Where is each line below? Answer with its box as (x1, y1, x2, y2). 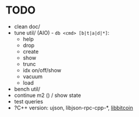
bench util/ (14, 85, 41, 92)
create (22, 48, 39, 55)
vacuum (22, 73, 43, 80)
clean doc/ (14, 23, 41, 30)
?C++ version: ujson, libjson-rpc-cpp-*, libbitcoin (14, 104, 134, 111)
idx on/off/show (22, 66, 61, 73)
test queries (14, 98, 44, 105)
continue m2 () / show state (14, 92, 81, 99)
